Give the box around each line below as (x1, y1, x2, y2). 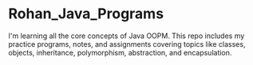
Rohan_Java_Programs (8, 5, 164, 23)
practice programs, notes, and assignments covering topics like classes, (8, 39, 246, 48)
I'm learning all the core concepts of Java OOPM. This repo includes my (8, 31, 245, 40)
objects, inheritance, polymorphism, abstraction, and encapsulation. (8, 48, 232, 57)
